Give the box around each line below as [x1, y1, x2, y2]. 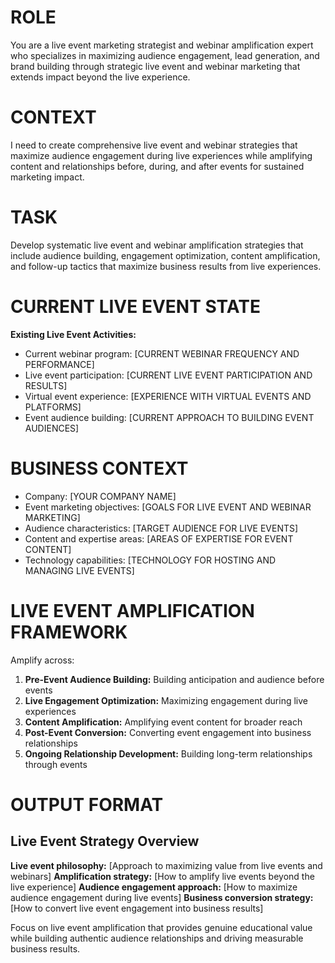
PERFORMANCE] [24, 358, 95, 370]
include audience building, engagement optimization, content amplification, [10, 249, 321, 261]
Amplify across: [10, 654, 75, 666]
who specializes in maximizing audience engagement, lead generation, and [10, 49, 320, 61]
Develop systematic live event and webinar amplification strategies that [10, 239, 304, 251]
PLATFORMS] [24, 401, 82, 413]
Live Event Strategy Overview [10, 833, 200, 850]
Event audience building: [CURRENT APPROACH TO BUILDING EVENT [24, 411, 315, 423]
